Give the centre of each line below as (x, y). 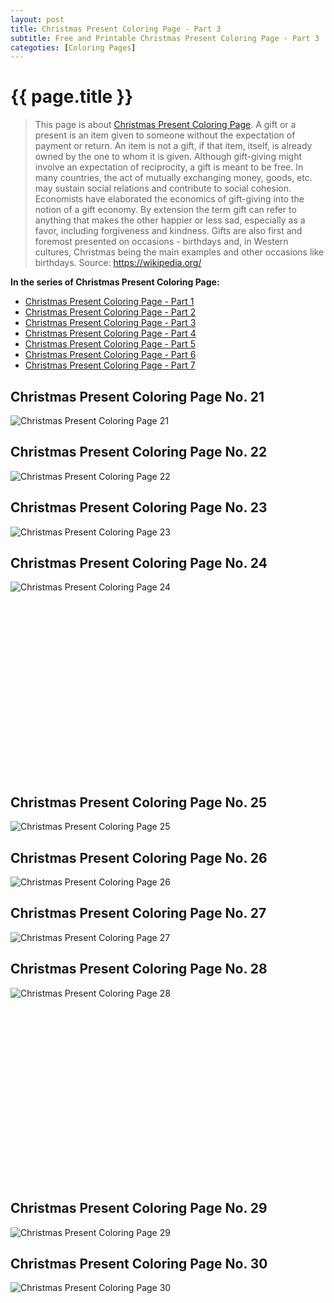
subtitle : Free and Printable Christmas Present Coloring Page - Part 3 (165, 38)
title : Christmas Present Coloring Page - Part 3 (116, 29)
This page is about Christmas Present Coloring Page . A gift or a (165, 125)
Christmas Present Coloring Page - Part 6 (110, 355)
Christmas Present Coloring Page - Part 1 (109, 302)
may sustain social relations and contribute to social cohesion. (163, 188)
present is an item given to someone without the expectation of (165, 135)
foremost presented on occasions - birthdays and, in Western (161, 242)
